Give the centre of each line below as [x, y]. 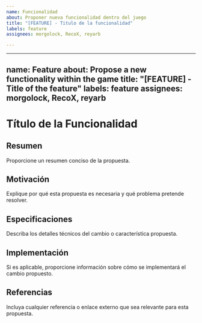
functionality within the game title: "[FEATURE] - [99, 79]
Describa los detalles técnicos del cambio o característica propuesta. [92, 234]
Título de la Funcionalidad [72, 124]
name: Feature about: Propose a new [77, 70]
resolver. [17, 200]
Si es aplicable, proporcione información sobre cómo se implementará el [96, 267]
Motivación [28, 179]
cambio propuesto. [29, 273]
